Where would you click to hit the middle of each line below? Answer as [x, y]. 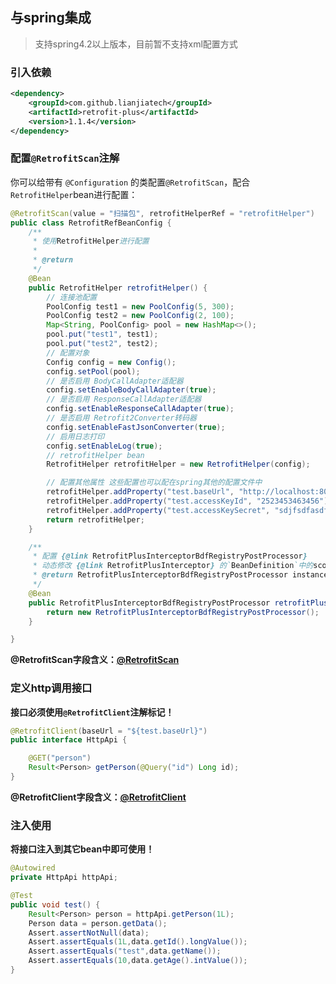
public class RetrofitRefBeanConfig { [91, 223]
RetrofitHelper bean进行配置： [74, 194]
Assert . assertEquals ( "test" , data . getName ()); [125, 951]
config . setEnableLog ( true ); [104, 446]
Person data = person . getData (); [98, 923]
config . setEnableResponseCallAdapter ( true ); [140, 409]
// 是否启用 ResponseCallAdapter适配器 [124, 399]
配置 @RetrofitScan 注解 [65, 158]
